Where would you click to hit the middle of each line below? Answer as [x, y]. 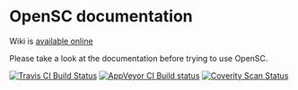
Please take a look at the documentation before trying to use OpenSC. [139, 58]
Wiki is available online [51, 41]
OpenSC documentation [101, 16]
